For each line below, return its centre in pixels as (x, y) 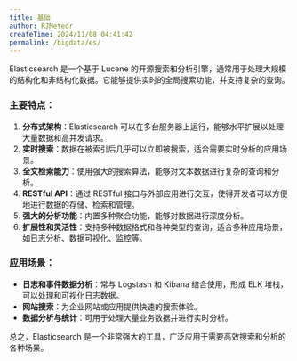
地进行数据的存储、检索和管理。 (80, 204)
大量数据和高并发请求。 (65, 137)
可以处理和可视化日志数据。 (73, 295)
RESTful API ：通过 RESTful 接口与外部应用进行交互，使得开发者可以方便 (155, 193)
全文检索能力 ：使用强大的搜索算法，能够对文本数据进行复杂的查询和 (147, 171)
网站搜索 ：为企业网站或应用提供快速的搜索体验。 (112, 306)
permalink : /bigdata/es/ (55, 42)
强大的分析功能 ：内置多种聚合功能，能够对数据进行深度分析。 (135, 216)
